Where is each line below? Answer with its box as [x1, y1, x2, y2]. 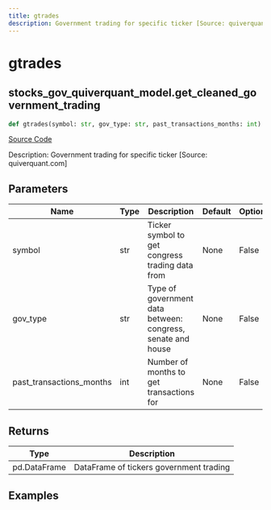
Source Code [8, 135, 52, 144]
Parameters [8, 182, 69, 196]
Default [202, 206, 231, 218]
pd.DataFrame [12, 462, 67, 472]
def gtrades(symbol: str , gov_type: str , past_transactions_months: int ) [8, 120, 262, 128]
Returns [8, 424, 50, 437]
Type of [147, 283, 177, 294]
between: [147, 313, 183, 325]
